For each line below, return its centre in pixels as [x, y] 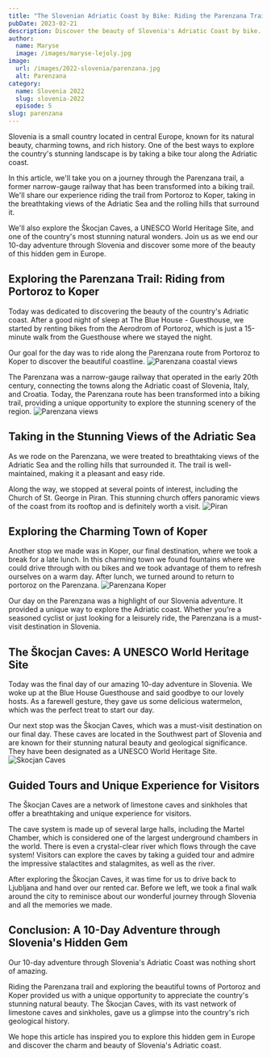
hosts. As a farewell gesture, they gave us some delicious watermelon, [125, 702]
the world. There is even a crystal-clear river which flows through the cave [132, 846]
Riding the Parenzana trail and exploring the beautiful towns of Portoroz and [134, 986]
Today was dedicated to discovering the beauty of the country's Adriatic [129, 311]
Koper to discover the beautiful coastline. [77, 361]
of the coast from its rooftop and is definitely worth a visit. [105, 506]
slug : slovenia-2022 [50, 99]
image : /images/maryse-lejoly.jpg [73, 53]
